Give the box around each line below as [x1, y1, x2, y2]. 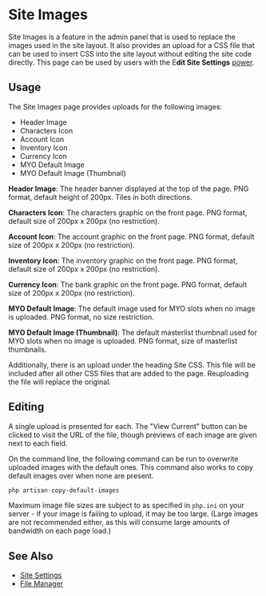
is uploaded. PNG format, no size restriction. [8, 312, 154, 321]
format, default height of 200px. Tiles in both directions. [8, 192, 193, 201]
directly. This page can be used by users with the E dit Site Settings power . [8, 58, 255, 67]
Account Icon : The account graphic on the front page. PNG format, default [8, 232, 255, 241]
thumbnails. [8, 344, 47, 354]
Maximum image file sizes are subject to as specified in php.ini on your [8, 501, 245, 511]
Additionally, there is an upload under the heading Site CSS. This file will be [8, 360, 256, 369]
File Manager [19, 579, 64, 589]
